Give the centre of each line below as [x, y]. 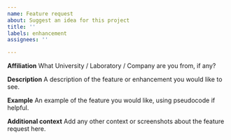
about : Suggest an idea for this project [69, 20]
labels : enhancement [37, 33]
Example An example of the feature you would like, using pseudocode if [111, 100]
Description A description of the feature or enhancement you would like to [115, 79]
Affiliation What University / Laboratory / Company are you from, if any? [112, 66]
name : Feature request [40, 14]
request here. [27, 129]
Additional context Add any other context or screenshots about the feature [116, 121]
